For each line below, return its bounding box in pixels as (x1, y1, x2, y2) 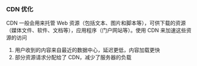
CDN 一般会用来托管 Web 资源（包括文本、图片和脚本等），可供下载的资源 (6, 19, 186, 27)
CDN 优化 (6, 5, 34, 13)
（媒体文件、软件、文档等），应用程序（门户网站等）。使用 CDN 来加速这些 (6, 27, 186, 34)
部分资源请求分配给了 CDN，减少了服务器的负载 (14, 54, 132, 61)
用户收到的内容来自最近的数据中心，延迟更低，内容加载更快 (14, 47, 160, 54)
